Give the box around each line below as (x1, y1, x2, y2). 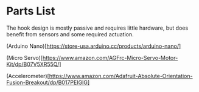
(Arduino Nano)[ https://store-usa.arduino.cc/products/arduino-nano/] (6, 42, 181, 50)
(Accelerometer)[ (6, 72, 50, 79)
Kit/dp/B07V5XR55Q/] (6, 61, 61, 68)
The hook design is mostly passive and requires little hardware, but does (6, 24, 189, 31)
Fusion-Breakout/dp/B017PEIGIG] (6, 79, 90, 86)
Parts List (6, 4, 55, 18)
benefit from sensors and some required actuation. (6, 30, 134, 38)
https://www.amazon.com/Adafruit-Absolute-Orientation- (49, 72, 193, 79)
